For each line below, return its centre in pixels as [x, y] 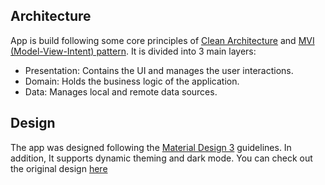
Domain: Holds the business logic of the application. [132, 81]
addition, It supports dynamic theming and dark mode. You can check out [161, 158]
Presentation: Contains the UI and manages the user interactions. [159, 70]
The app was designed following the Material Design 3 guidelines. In [151, 147]
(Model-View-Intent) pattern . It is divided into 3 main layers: [133, 51]
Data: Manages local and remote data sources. [121, 91]
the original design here [59, 168]
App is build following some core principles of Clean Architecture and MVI [162, 40]
